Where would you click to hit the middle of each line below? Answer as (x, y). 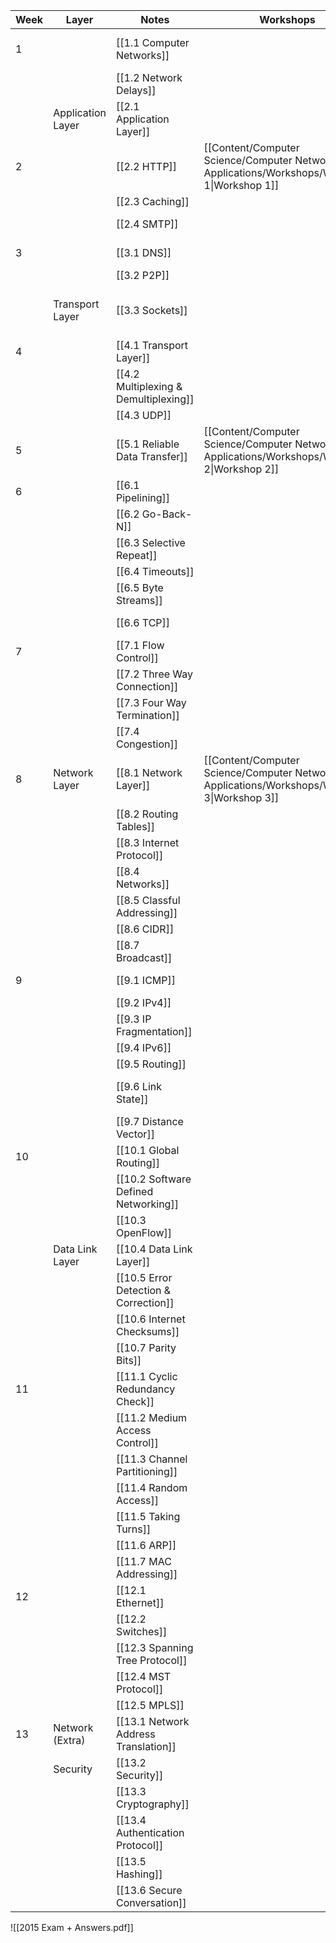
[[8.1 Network (149, 772)
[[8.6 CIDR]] (145, 929)
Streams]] (139, 600)
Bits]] (128, 1360)
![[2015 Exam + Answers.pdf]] (72, 1927)
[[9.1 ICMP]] (145, 980)
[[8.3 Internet (147, 842)
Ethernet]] (140, 1602)
